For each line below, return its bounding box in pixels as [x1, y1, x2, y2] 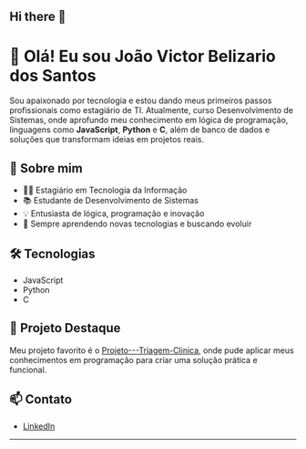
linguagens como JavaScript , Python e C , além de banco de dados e [9, 124, 270, 135]
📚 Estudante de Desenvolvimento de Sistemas [22, 195, 199, 206]
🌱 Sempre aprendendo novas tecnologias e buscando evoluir [22, 218, 252, 229]
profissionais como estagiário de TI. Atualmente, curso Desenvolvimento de [9, 105, 294, 116]
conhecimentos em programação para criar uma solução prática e [9, 354, 258, 365]
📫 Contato [9, 392, 73, 407]
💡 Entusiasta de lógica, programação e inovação [22, 208, 205, 219]
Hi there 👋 [9, 9, 66, 25]
